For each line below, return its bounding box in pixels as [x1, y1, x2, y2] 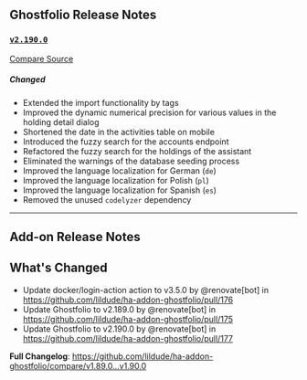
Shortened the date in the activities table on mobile [22, 126, 215, 137]
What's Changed [9, 260, 108, 276]
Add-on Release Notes [9, 229, 141, 245]
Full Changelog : [9, 351, 70, 362]
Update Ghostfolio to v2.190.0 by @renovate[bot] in [22, 323, 217, 334]
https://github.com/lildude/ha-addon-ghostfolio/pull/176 [22, 294, 234, 305]
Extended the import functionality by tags [22, 97, 180, 108]
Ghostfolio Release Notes [9, 7, 157, 23]
